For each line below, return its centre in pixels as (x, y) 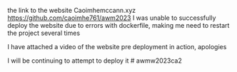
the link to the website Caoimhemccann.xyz (72, 10)
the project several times (44, 33)
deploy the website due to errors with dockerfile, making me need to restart (118, 25)
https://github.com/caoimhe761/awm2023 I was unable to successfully (112, 18)
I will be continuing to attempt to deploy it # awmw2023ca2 (95, 61)
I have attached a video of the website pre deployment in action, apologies (117, 47)
